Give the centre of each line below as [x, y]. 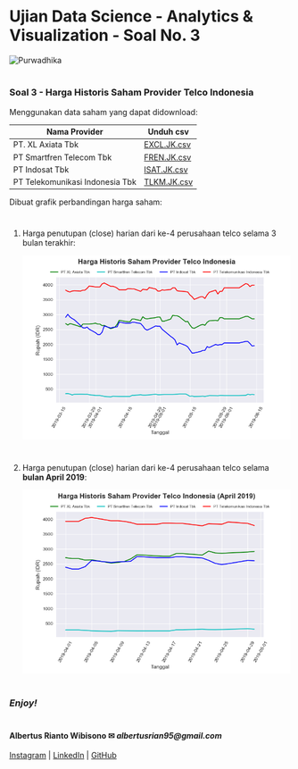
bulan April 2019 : [54, 477]
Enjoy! [23, 703]
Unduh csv [168, 132]
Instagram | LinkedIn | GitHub [63, 756]
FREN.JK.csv [168, 157]
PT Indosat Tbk [41, 169]
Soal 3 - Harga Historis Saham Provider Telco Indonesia [132, 93]
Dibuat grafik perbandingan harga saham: [86, 202]
